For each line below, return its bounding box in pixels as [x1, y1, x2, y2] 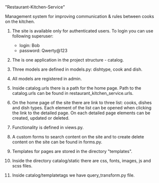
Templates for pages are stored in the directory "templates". [12, 149, 133, 154]
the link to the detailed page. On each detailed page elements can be [12, 110, 151, 116]
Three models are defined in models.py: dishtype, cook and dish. [12, 66, 142, 72]
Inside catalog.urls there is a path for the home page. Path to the [12, 85, 141, 91]
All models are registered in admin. [12, 76, 82, 81]
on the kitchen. [5, 19, 35, 24]
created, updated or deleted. [12, 115, 70, 121]
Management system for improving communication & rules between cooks [5, 14, 154, 19]
